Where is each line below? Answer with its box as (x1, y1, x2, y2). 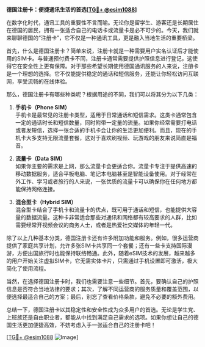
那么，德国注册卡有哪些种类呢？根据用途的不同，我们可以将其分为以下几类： (6, 91, 199, 98)
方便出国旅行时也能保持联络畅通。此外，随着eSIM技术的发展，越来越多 (16, 250, 196, 257)
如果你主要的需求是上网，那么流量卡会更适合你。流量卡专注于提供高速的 (15, 163, 197, 170)
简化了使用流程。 (6, 265, 49, 272)
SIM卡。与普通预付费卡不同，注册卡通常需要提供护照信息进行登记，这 (16, 55, 193, 62)
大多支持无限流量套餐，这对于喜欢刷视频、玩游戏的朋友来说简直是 (26, 134, 192, 141)
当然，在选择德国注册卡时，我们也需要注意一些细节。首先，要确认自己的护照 (6, 278, 199, 285)
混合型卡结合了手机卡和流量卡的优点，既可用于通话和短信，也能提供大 (15, 206, 192, 213)
